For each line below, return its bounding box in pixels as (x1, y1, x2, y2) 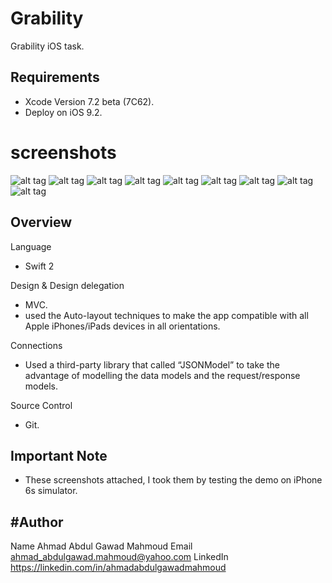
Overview (10, 214, 73, 231)
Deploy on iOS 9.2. (24, 106, 103, 118)
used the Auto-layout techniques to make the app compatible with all (24, 309, 309, 321)
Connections (10, 339, 63, 351)
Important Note (10, 447, 108, 464)
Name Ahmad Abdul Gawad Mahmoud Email (10, 540, 193, 552)
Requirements (10, 69, 100, 86)
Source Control (10, 399, 73, 411)
